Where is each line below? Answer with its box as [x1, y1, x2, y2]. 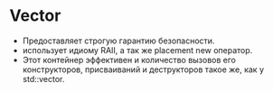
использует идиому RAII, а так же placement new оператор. [22, 44, 253, 55]
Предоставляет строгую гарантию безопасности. [22, 35, 215, 46]
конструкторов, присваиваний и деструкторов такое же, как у [22, 64, 265, 75]
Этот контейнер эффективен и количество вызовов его [22, 54, 237, 65]
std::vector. [22, 73, 65, 84]
